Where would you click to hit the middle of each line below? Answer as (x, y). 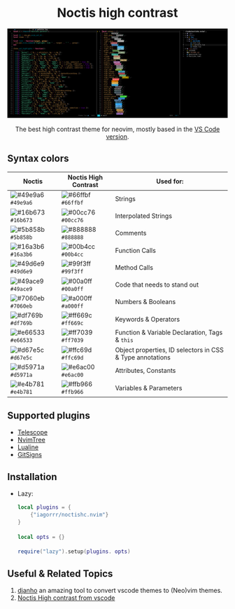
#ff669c (72, 324)
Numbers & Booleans (145, 302)
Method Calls (134, 267)
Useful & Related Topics (60, 574)
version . (117, 136)
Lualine (28, 447)
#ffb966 (72, 392)
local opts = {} (41, 537)
